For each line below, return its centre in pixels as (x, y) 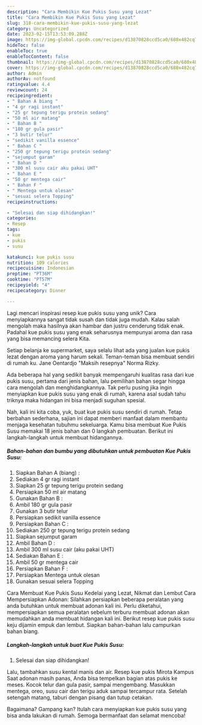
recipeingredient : (30, 96)
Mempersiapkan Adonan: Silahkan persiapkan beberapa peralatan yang (95, 599)
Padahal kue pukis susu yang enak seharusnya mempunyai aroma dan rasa (100, 332)
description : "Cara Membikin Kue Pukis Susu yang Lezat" (79, 12)
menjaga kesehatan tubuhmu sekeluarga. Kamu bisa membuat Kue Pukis (97, 424)
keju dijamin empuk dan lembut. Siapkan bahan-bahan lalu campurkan (94, 625)
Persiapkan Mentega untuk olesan (58, 575)
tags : (13, 230)
